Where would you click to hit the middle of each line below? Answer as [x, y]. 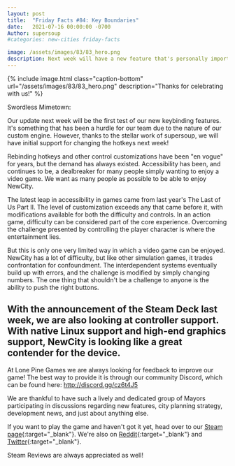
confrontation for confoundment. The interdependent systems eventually [112, 265]
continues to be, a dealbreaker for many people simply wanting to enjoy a [113, 171]
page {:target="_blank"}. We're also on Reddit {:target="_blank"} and [105, 434]
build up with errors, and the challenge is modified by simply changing [108, 272]
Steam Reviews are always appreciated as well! [75, 455]
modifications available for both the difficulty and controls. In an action [109, 214]
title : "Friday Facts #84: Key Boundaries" [73, 20]
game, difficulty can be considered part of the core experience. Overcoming [117, 221]
